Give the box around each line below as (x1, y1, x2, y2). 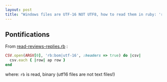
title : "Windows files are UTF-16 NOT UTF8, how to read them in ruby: (5, 12, 157, 17)
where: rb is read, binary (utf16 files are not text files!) (5, 71, 115, 77)
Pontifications (5, 30, 50, 39)
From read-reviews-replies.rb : (5, 43, 68, 50)
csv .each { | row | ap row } (9, 58, 66, 63)
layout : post (5, 7, 32, 12)
